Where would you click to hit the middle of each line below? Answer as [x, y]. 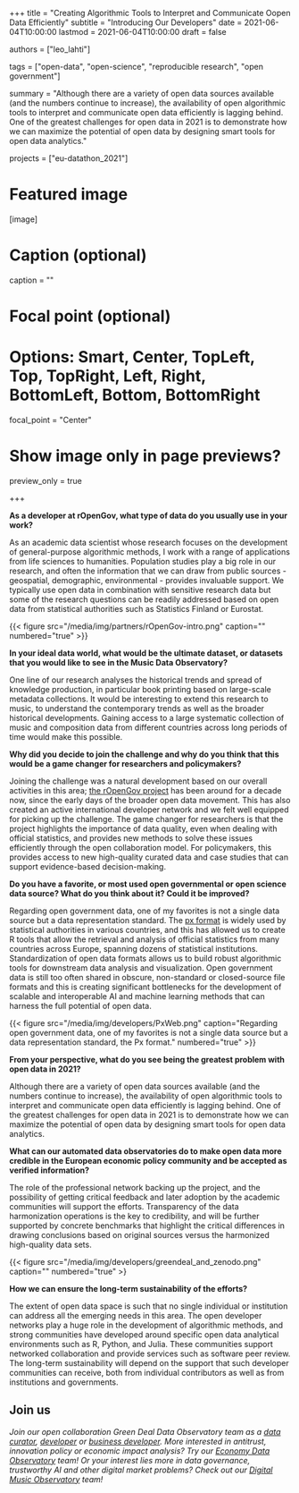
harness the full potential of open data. [80, 1005]
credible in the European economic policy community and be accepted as [148, 1160]
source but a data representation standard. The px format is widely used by [148, 920]
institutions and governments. [64, 1382]
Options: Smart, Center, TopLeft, [132, 357]
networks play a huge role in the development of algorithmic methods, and [146, 1325]
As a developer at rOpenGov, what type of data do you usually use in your [149, 515]
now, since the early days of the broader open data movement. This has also [150, 800]
